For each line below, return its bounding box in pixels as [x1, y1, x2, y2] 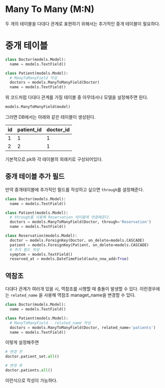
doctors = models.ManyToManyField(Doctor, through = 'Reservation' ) [10, 219, 151, 225]
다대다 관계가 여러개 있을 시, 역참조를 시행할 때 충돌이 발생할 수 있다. [5, 286, 139, 292]
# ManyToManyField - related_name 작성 [10, 320, 91, 325]
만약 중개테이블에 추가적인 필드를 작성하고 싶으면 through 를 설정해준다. [5, 186, 144, 192]
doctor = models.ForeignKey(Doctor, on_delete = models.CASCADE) [10, 238, 144, 243]
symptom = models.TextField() [10, 252, 73, 257]
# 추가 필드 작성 [10, 247, 40, 252]
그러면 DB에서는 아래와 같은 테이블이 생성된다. [5, 114, 96, 120]
